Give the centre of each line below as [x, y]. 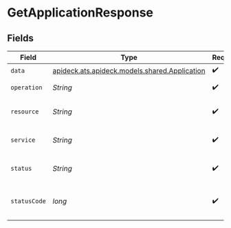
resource [25, 112]
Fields [21, 38]
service [23, 140]
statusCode [28, 201]
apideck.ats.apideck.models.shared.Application [129, 70]
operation [26, 87]
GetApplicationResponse [80, 13]
